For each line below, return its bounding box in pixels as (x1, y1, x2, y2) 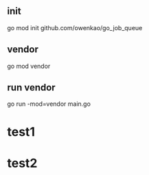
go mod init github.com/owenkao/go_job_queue (7, 23, 143, 32)
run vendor (7, 82, 56, 93)
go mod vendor (7, 62, 51, 70)
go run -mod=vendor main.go (7, 100, 91, 108)
